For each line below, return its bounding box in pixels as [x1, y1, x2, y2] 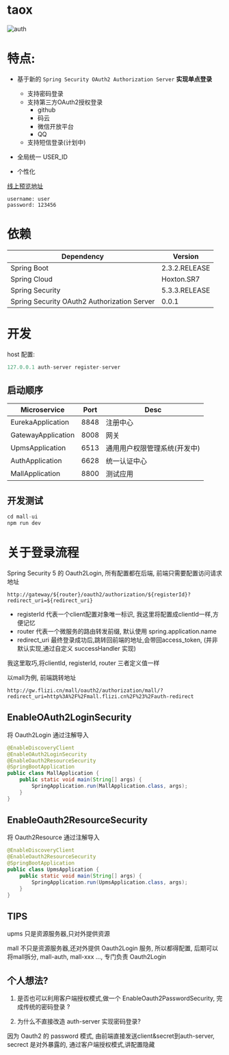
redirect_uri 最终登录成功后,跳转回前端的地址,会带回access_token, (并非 [16, 636, 219, 644]
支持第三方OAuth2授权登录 [27, 98, 103, 106]
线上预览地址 [7, 182, 43, 190]
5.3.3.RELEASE [161, 285, 211, 295]
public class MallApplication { [7, 770, 99, 777]
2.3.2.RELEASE [161, 263, 211, 273]
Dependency [61, 251, 105, 261]
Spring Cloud [10, 274, 53, 284]
